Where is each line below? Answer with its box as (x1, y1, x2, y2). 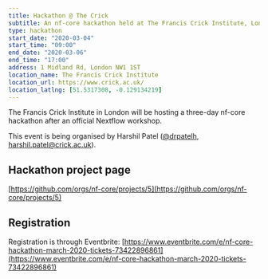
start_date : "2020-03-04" (8, 33, 94, 42)
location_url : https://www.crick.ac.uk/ (8, 78, 145, 86)
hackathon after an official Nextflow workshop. (8, 116, 162, 126)
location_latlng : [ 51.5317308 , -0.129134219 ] (8, 85, 162, 94)
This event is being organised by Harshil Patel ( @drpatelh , (8, 132, 199, 141)
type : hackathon (8, 26, 62, 34)
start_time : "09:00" (8, 41, 77, 49)
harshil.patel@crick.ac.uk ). (8, 140, 97, 150)
